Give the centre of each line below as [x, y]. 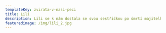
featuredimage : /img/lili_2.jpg [38, 23]
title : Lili [17, 14]
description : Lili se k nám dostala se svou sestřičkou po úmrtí [74, 18]
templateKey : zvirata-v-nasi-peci [41, 9]
